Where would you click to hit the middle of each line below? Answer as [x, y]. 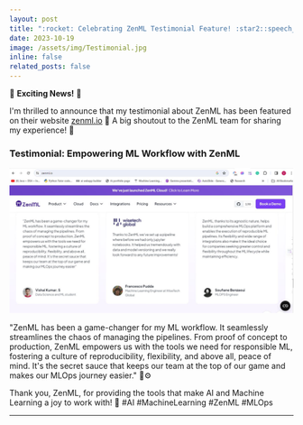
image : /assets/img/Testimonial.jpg [78, 48]
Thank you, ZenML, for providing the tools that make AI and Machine [137, 393]
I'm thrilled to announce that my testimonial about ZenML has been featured [150, 111]
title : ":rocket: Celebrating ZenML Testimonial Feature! [120, 28]
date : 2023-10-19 [42, 38]
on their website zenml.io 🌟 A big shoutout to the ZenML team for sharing [145, 120]
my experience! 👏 [42, 130]
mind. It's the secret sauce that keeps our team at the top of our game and [147, 366]
